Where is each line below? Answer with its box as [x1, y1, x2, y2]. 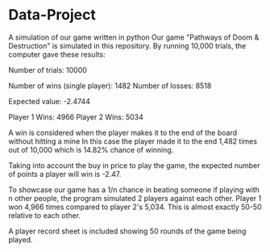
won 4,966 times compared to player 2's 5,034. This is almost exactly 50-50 [8, 202, 262, 212]
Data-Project [8, 6, 97, 24]
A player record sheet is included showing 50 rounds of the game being [8, 226, 247, 236]
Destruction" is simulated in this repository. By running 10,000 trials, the [8, 40, 247, 50]
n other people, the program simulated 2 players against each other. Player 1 [8, 193, 262, 203]
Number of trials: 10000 [8, 65, 87, 74]
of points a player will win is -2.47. [8, 169, 122, 178]
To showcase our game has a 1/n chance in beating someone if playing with [8, 184, 260, 195]
